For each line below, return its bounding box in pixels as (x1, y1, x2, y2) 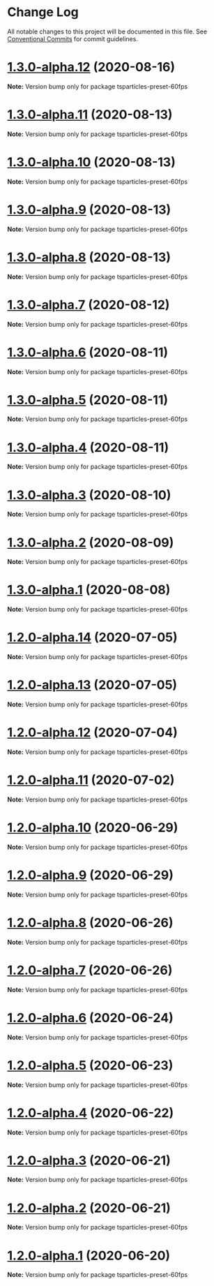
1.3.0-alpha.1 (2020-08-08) (7, 582, 171, 598)
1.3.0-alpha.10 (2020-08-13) (7, 154, 176, 170)
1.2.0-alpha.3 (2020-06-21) (7, 1153, 171, 1168)
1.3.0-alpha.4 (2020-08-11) (7, 439, 169, 455)
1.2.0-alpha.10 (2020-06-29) (7, 820, 178, 836)
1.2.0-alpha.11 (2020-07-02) (7, 772, 175, 788)
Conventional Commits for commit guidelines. (7, 34, 138, 43)
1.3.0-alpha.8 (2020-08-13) (7, 249, 171, 265)
